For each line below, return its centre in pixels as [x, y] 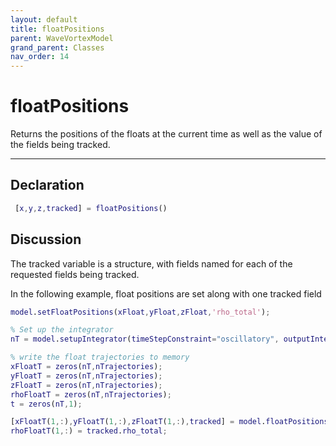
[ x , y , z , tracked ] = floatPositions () [91, 208]
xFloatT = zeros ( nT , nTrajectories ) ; [86, 367]
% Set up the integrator [62, 330]
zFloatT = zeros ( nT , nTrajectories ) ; [86, 385]
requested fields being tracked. [75, 274]
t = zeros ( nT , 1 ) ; [46, 404]
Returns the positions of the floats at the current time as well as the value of [166, 134]
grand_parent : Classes [57, 47]
